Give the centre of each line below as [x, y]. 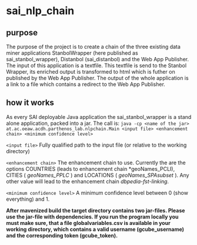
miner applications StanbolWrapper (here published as [72, 53]
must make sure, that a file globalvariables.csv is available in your [88, 223]
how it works [30, 103]
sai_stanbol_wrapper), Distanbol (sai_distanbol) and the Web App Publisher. [98, 59]
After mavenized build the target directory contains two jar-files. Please [96, 210]
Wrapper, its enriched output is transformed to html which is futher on [91, 72]
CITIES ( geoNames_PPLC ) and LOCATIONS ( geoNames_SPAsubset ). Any [98, 175]
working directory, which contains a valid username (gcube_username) [95, 229]
